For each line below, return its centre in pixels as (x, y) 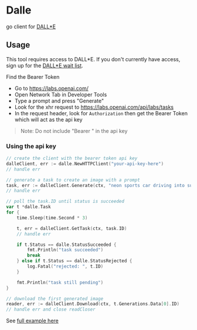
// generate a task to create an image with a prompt (73, 180)
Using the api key (31, 146)
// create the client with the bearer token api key (72, 159)
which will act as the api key (49, 119)
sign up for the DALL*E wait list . (45, 65)
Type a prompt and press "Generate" (59, 101)
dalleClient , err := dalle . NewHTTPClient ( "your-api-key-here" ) (85, 164)
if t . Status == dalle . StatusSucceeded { (67, 245)
